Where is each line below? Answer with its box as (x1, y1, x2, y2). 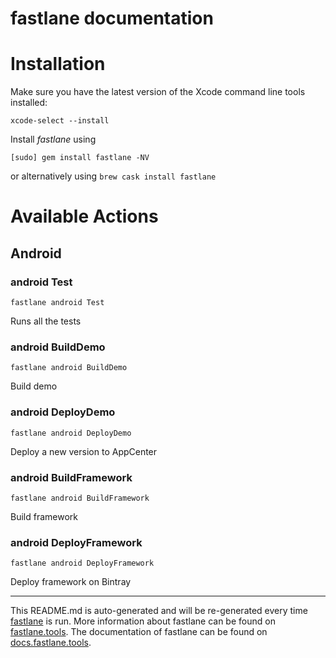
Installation (10, 53, 106, 76)
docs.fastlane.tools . (10, 637, 92, 649)
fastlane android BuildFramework (10, 493, 150, 503)
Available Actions (10, 205, 159, 228)
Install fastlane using (10, 133, 97, 146)
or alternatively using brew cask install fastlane (10, 170, 217, 182)
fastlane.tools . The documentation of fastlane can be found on (10, 626, 268, 638)
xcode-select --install (10, 116, 110, 126)
